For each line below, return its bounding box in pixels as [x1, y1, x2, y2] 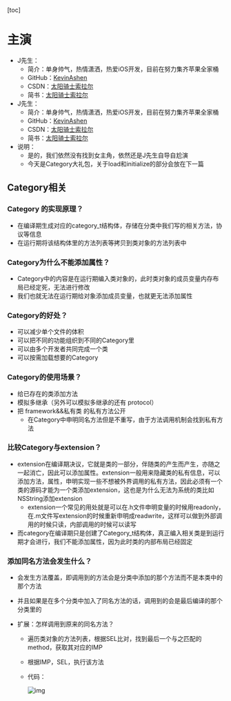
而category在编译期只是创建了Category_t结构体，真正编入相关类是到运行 [17, 529, 225, 537]
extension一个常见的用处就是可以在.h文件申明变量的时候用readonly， [27, 503, 225, 511]
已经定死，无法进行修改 [23, 283, 90, 291]
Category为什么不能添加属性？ [7, 257, 110, 267]
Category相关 [7, 182, 67, 194]
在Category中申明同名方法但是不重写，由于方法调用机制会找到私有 [27, 415, 217, 424]
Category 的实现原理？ [7, 204, 84, 214]
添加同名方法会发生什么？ [7, 556, 92, 566]
